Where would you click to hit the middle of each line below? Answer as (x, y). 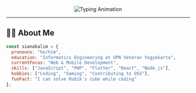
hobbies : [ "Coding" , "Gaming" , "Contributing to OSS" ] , (80, 74)
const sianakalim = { (32, 46)
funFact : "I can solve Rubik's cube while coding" (74, 79)
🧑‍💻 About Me (30, 33)
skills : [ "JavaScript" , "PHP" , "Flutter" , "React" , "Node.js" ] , (91, 68)
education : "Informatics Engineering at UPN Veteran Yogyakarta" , (94, 57)
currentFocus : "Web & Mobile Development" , (65, 63)
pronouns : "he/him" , (36, 52)
